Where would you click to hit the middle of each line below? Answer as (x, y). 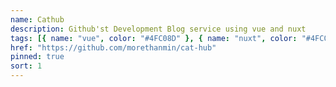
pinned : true (37, 57)
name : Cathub (37, 19)
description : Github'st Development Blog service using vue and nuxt (158, 29)
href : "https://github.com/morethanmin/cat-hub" (113, 47)
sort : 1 (26, 66)
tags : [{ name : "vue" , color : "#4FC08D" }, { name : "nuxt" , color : (154, 38)
